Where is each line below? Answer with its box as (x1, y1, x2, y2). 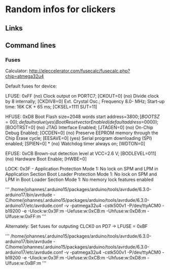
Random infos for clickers (5, 4, 116, 15)
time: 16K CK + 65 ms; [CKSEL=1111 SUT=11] (5, 104, 97, 110)
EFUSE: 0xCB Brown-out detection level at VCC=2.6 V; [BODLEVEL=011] (5, 151, 156, 157)
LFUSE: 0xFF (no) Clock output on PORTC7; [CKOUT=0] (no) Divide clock (5, 93, 159, 99)
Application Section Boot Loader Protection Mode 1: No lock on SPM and (5, 171, 157, 177)
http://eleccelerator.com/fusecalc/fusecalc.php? (29, 68, 130, 74)
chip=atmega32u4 (5, 73, 44, 79)
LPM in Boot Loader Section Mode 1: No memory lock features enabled (5, 176, 154, 183)
